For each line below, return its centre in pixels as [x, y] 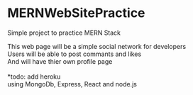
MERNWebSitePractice [76, 13]
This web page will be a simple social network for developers [97, 46]
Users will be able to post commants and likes [75, 54]
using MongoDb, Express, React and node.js [72, 84]
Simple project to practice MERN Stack [64, 33]
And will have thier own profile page [60, 61]
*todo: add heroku [34, 77]
